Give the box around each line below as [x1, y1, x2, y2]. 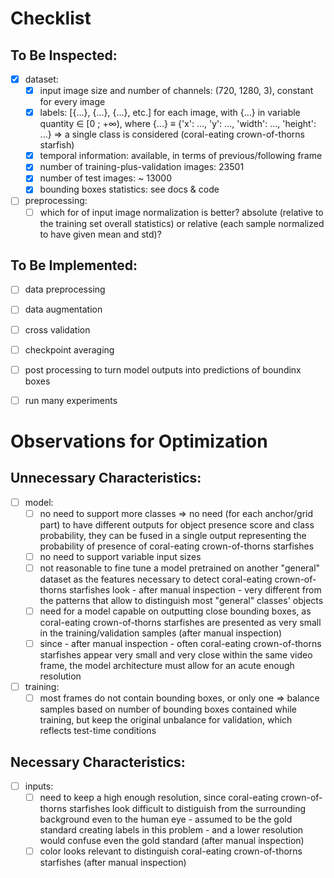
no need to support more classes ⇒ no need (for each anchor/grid [39, 507, 314, 519]
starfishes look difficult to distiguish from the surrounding [68, 803, 307, 815]
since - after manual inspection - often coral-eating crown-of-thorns [39, 638, 322, 650]
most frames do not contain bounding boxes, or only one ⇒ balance [39, 692, 320, 704]
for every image [39, 96, 106, 108]
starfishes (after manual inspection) [39, 857, 187, 869]
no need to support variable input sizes [39, 550, 202, 562]
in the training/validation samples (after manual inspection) [39, 627, 283, 639]
